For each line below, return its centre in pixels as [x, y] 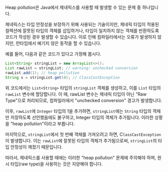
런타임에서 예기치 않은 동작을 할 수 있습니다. [59, 43]
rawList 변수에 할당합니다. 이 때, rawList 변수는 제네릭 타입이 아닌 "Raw [76, 94]
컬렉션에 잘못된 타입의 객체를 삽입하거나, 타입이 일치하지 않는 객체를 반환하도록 [82, 31]
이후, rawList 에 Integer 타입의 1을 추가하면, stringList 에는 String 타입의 [78, 111]
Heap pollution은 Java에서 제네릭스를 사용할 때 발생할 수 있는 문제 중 [73, 7]
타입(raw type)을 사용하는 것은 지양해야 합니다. [56, 164]
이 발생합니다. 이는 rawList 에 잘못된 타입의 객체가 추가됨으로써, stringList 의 [81, 140]
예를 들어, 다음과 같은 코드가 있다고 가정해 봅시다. [53, 54]
